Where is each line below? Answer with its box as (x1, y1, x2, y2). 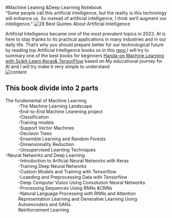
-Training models (18, 119, 54, 125)
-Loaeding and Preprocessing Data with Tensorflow (18, 174, 127, 180)
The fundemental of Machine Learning (5, 97, 87, 103)
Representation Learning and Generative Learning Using (18, 195, 138, 202)
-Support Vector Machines (18, 124, 74, 131)
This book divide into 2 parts (5, 84, 99, 93)
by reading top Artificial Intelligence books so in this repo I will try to (5, 47, 149, 53)
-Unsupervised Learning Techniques (18, 147, 96, 153)
